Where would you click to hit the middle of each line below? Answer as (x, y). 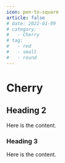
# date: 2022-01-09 (31, 23)
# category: (21, 29)
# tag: (15, 40)
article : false (26, 18)
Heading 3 (22, 141)
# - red (19, 47)
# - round (21, 58)
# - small (21, 52)
